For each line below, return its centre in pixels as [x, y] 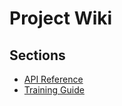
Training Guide [54, 90]
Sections [37, 55]
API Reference [53, 79]
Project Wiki [61, 18]
